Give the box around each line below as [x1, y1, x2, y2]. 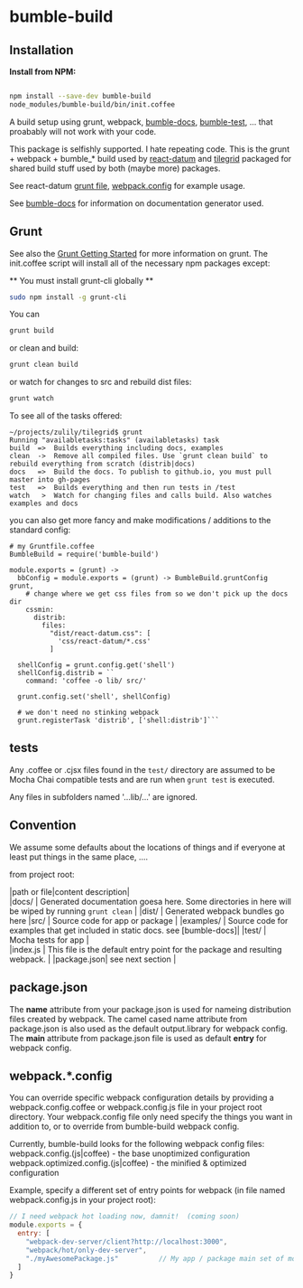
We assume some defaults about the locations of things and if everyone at [9, 841, 286, 852]
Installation [9, 42, 74, 58]
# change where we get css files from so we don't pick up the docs [25, 589, 289, 598]
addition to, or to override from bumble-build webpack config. [9, 1121, 240, 1132]
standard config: [9, 524, 71, 535]
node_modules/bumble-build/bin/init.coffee [9, 99, 176, 109]
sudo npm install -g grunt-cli [9, 292, 127, 302]
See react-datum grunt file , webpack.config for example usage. [9, 180, 246, 191]
